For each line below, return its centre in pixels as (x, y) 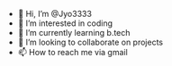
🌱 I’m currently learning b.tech (74, 33)
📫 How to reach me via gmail (72, 52)
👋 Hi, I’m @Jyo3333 (55, 14)
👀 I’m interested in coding (65, 23)
